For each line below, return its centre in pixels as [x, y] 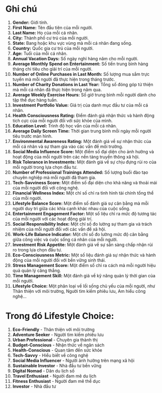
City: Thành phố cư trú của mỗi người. [51, 38]
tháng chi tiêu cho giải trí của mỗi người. [52, 69]
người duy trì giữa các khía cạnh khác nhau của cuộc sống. [71, 208]
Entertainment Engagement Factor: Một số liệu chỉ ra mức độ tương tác [84, 214]
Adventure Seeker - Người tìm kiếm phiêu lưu [58, 335]
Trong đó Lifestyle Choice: [60, 316]
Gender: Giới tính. [30, 22]
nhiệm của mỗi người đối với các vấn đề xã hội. [59, 229]
